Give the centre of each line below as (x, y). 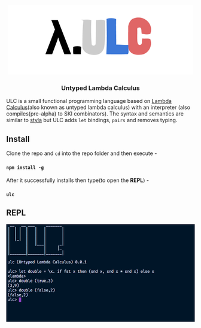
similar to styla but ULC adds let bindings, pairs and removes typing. (92, 120)
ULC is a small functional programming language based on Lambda (89, 101)
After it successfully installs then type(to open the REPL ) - (78, 180)
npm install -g (25, 168)
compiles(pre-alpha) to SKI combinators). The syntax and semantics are (95, 114)
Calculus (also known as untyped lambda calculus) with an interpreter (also (98, 107)
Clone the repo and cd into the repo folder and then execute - (82, 153)
